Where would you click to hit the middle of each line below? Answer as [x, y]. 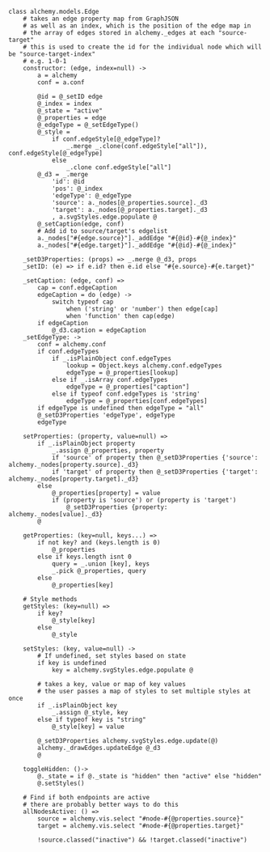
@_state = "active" [70, 111]
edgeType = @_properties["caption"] [128, 387]
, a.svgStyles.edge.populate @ [104, 217]
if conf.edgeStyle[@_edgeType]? [106, 139]
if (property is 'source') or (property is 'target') [144, 500]
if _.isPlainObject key [77, 706]
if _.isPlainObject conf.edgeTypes [112, 358]
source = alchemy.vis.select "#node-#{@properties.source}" [141, 819]
